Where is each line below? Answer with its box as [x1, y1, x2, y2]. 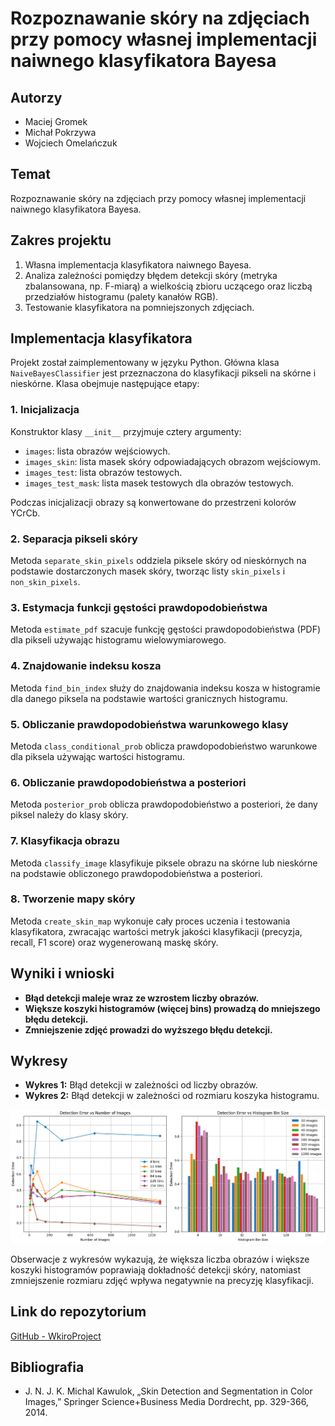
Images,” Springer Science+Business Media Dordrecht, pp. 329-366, [24, 1396, 309, 1408]
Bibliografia [10, 1358, 85, 1376]
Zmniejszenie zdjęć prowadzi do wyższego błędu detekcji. [24, 1023, 273, 1036]
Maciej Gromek [24, 116, 88, 127]
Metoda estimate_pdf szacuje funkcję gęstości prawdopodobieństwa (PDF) [10, 623, 322, 636]
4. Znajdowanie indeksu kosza [10, 659, 162, 673]
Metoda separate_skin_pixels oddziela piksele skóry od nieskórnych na [10, 555, 307, 567]
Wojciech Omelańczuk [24, 137, 118, 149]
